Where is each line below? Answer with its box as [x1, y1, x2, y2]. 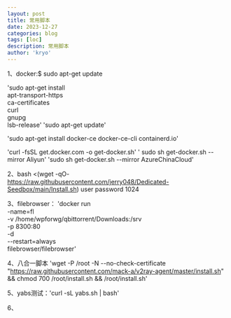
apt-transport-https [7, 90, 64, 99]
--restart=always [7, 237, 56, 245]
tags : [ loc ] [7, 36, 42, 43]
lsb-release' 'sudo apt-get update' [7, 120, 106, 129]
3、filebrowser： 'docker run [7, 199, 91, 207]
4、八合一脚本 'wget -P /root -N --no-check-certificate [7, 258, 166, 267]
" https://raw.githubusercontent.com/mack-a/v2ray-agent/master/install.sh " [7, 267, 224, 275]
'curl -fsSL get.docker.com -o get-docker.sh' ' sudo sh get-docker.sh [7, 148, 206, 156]
